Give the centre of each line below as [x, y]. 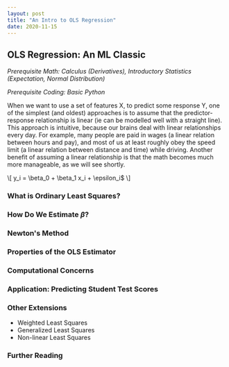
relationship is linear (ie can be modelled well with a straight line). [129, 120]
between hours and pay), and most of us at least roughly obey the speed [111, 142]
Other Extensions [37, 307]
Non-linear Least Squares [54, 338]
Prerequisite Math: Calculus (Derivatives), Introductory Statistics [100, 71]
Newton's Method [38, 233]
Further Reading [35, 355]
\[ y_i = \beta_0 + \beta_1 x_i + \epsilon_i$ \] [69, 178]
